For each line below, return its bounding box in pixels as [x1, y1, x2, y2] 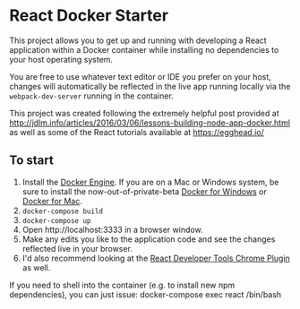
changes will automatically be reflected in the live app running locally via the [9, 81, 291, 91]
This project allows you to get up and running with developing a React [9, 35, 267, 46]
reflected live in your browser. [21, 243, 133, 253]
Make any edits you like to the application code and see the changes [21, 234, 276, 245]
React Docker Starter [9, 5, 168, 26]
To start [9, 153, 54, 168]
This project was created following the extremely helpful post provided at [9, 107, 279, 118]
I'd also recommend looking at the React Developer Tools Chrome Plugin [21, 253, 291, 263]
